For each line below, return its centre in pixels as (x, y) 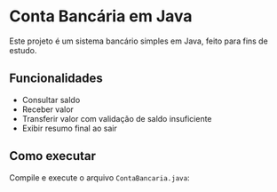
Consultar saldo (51, 100)
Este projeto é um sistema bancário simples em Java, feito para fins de (138, 41)
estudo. (23, 50)
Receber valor (47, 109)
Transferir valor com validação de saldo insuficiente (117, 118)
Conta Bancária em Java (101, 16)
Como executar (52, 156)
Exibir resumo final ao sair (70, 128)
